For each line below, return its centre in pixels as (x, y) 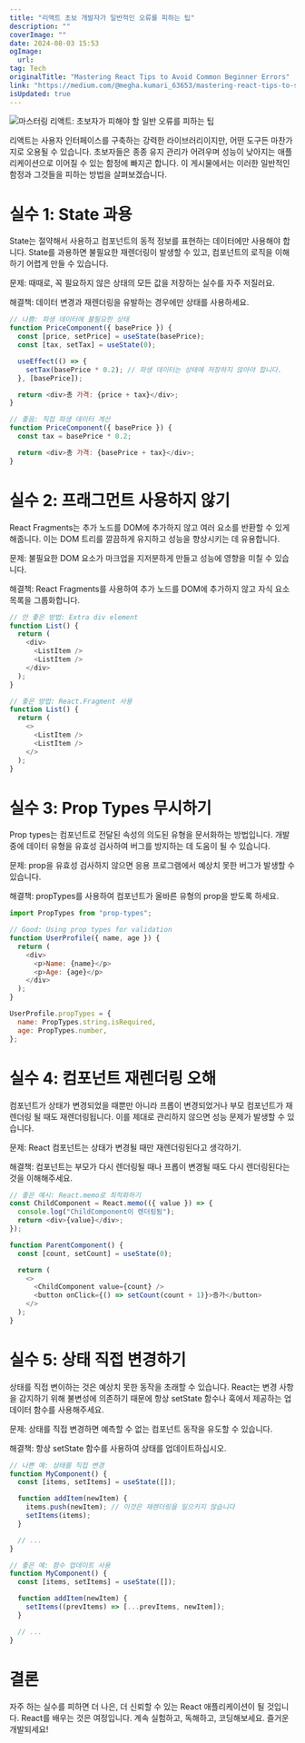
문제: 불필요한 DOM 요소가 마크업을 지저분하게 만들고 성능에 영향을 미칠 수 (141, 558)
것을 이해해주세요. (41, 1178)
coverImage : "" (38, 35)
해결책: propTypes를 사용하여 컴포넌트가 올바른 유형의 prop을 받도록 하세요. (144, 896)
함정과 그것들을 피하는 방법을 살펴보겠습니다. (89, 174)
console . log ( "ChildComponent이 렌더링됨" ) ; (96, 1212)
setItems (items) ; (59, 1516)
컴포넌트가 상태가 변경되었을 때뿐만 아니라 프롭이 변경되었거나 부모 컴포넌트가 (147, 1105)
